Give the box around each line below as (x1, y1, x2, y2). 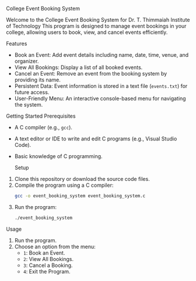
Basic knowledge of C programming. (14, 153, 103, 160)
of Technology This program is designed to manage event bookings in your (6, 23, 187, 29)
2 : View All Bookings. (23, 255, 74, 262)
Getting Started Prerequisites (6, 112, 76, 119)
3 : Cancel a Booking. (23, 262, 73, 269)
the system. (14, 101, 43, 108)
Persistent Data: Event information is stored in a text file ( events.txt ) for (14, 83, 188, 90)
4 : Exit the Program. (23, 268, 71, 275)
